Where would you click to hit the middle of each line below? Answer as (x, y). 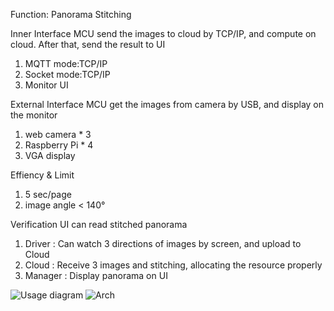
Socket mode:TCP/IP (67, 74)
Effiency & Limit (42, 175)
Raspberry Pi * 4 (59, 145)
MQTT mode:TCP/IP (66, 63)
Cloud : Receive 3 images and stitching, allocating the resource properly (173, 265)
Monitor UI (46, 85)
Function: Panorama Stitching (71, 14)
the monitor (34, 115)
